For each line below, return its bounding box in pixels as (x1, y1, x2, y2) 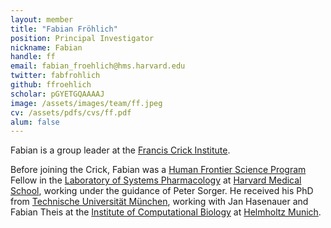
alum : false (10, 117, 60, 127)
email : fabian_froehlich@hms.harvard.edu (10, 61, 186, 71)
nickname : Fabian (10, 42, 83, 53)
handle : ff (10, 52, 56, 62)
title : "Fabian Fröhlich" (10, 24, 118, 34)
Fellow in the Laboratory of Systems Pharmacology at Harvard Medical (10, 174, 302, 186)
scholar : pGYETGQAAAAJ (10, 89, 105, 99)
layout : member (10, 14, 74, 25)
